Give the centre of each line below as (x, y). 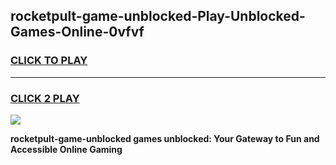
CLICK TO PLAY (49, 61)
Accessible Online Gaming (66, 149)
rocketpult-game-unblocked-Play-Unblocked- (158, 16)
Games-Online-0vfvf (77, 32)
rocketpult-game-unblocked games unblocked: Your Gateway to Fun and (165, 138)
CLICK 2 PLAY (45, 98)
